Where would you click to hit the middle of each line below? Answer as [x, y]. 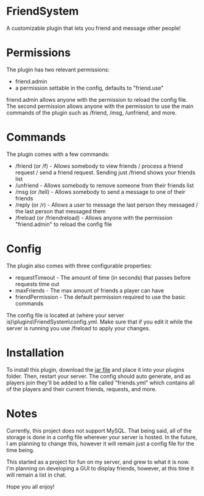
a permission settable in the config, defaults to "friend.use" [89, 88]
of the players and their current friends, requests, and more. [82, 389]
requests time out [37, 284]
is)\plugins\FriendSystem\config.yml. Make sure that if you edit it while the [100, 322]
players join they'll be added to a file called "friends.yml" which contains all [100, 383]
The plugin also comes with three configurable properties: [79, 266]
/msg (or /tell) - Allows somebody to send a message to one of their [100, 192]
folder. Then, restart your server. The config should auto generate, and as [99, 376]
